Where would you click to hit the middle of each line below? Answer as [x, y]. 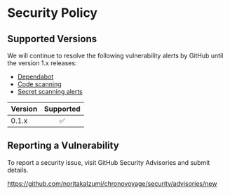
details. [18, 170]
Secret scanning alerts [50, 92]
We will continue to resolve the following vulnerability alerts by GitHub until [115, 55]
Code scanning [39, 84]
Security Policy [53, 13]
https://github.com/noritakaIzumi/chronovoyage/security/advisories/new [112, 183]
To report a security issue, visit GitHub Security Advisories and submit [109, 162]
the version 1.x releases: [42, 63]
